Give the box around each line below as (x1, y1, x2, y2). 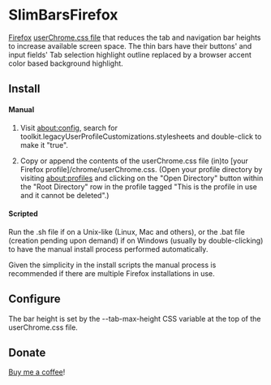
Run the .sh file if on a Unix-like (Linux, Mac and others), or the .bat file (8, 227, 245, 236)
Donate (8, 345, 46, 359)
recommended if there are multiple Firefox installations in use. (8, 268, 215, 278)
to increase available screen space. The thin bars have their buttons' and (8, 41, 252, 50)
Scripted (8, 209, 38, 218)
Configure (8, 292, 61, 306)
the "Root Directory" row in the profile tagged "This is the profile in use (19, 181, 258, 192)
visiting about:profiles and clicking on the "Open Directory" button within (19, 173, 264, 183)
